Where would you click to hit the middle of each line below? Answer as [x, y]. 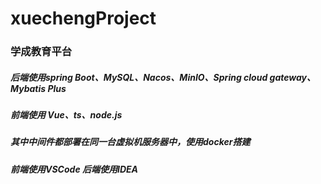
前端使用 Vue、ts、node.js [66, 115]
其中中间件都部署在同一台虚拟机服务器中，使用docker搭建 [130, 142]
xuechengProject [83, 18]
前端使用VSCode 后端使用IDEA [74, 169]
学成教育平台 [41, 52]
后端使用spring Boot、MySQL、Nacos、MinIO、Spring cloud [139, 77]
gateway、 [293, 77]
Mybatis [28, 88]
